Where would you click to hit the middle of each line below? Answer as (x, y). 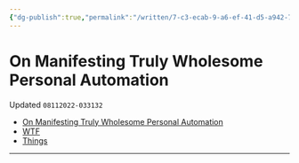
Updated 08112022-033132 (56, 105)
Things (35, 140)
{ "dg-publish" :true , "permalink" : (71, 17)
